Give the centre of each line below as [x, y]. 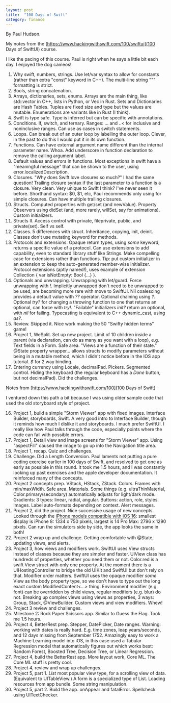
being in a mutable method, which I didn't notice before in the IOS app [87, 356]
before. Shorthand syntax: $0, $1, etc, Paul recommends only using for [87, 194]
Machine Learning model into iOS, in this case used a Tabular [77, 641]
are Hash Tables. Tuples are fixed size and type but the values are [82, 107]
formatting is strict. [33, 85]
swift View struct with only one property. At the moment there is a [82, 565]
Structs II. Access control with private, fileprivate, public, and [77, 221]
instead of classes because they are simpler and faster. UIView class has [90, 554]
